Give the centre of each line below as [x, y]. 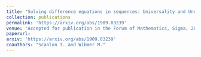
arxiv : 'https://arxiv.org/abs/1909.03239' [61, 39]
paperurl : [19, 34]
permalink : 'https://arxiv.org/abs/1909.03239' [67, 23]
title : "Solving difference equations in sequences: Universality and [96, 12]
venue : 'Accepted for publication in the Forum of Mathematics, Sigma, [97, 28]
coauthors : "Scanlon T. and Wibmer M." [56, 45]
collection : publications [38, 17]
